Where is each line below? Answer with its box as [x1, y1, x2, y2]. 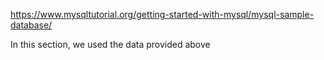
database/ [10, 19, 53, 31]
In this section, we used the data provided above [10, 39, 211, 50]
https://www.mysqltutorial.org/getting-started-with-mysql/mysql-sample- [10, 9, 315, 20]
